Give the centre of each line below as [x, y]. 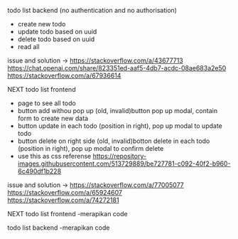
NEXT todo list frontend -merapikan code [67, 214]
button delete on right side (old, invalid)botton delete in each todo [114, 141]
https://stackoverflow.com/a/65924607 [65, 192]
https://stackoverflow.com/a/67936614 [64, 75]
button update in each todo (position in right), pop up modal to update [120, 126]
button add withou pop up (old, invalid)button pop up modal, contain [118, 111]
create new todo [42, 24]
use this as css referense [54, 156]
